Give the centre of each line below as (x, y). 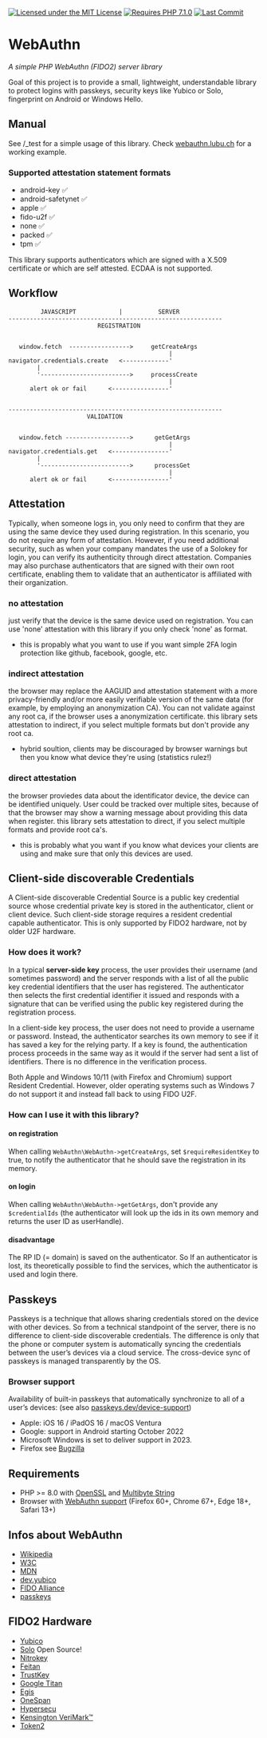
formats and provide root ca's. (58, 829)
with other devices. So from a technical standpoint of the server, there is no (132, 1327)
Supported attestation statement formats (90, 172)
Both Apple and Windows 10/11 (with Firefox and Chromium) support (120, 1077)
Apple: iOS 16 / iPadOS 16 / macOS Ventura (90, 1423)
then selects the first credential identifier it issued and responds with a (124, 995)
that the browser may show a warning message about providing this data (128, 812)
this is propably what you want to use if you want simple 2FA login (128, 644)
